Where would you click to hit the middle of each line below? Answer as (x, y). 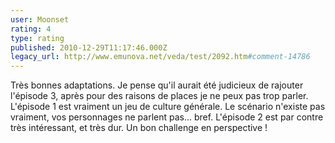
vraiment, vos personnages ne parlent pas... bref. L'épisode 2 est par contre (167, 117)
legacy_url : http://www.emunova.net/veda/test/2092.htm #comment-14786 (160, 57)
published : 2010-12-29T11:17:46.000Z (89, 47)
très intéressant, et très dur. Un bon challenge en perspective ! (139, 128)
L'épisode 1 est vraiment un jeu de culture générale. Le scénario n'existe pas (168, 107)
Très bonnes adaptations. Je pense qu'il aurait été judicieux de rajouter (157, 85)
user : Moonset (40, 19)
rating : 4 (31, 29)
